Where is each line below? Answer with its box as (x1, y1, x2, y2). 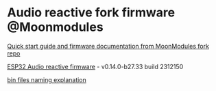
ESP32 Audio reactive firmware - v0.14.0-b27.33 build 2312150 (7, 62, 184, 70)
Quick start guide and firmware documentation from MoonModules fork (7, 42, 209, 50)
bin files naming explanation (7, 75, 87, 83)
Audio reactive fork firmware (7, 5, 176, 21)
